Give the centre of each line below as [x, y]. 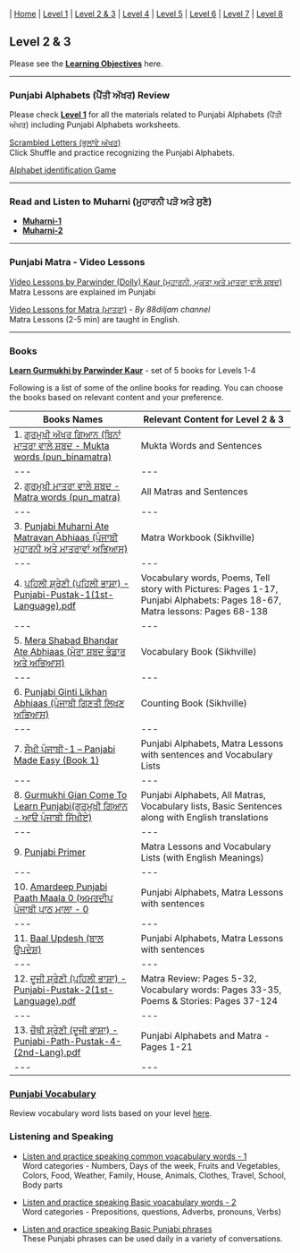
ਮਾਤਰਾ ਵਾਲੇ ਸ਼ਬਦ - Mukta [62, 446]
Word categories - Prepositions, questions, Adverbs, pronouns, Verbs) [152, 1211]
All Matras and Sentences [194, 491]
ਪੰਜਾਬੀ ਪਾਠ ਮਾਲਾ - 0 [51, 909]
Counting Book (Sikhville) [194, 703]
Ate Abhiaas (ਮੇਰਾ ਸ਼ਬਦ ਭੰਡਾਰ [70, 652]
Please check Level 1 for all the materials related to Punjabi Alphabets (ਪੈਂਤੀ [146, 115]
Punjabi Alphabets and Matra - [205, 1036]
